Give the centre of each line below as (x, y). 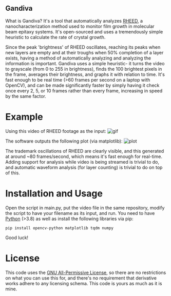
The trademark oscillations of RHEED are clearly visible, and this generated (85, 151)
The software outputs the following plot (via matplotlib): (64, 141)
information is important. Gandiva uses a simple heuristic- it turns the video (85, 63)
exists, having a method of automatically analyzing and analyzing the (78, 58)
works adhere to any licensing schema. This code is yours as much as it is (84, 283)
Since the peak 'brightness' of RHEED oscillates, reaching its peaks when (83, 47)
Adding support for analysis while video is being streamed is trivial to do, (82, 162)
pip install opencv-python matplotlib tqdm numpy (60, 228)
